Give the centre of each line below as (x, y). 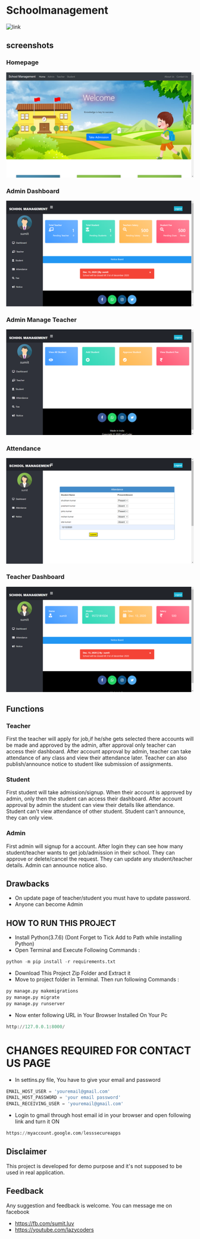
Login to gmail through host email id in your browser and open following (103, 1115)
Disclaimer (26, 1152)
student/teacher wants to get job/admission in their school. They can (91, 852)
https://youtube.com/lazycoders (54, 1229)
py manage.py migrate (33, 997)
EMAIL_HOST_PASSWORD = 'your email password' (63, 1098)
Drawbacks (28, 883)
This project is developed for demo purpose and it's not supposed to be (94, 1166)
